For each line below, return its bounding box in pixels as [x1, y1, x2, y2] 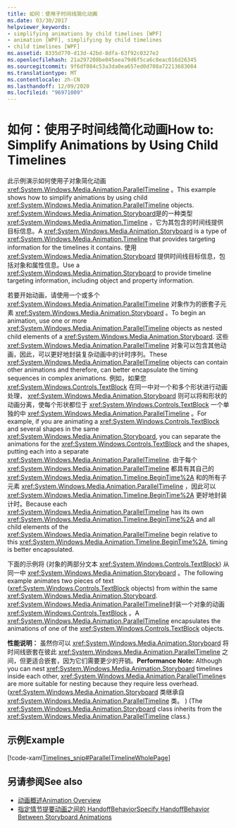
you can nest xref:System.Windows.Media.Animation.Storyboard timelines [7, 665, 223, 673]
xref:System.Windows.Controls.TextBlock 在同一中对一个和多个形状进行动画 [7, 383, 228, 391]
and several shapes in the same [7, 425, 99, 433]
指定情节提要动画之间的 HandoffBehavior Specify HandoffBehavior [17, 805, 210, 813]
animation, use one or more [7, 317, 87, 325]
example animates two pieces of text [7, 576, 114, 585]
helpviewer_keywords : [7, 23, 71, 30]
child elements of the [7, 523, 69, 531]
